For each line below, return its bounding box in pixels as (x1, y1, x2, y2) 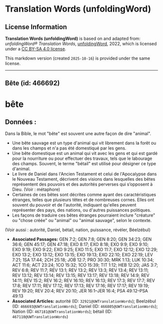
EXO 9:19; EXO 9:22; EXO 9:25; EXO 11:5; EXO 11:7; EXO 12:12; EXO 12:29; (12, 247, 158, 253)
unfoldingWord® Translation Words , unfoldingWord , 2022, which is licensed (5, 41, 157, 47)
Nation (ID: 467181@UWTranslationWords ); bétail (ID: (12, 308, 113, 314)
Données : (5, 118, 36, 126)
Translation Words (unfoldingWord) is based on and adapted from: (5, 35, 141, 41)
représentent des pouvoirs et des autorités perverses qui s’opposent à (12, 181, 153, 188)
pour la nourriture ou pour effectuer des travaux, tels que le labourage (12, 155, 152, 161)
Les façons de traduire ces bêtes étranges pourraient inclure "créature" (12, 212, 155, 218)
